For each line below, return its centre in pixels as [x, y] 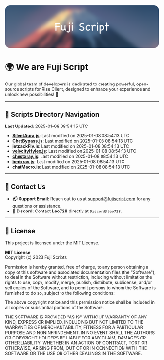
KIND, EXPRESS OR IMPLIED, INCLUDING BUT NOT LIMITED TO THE [74, 322]
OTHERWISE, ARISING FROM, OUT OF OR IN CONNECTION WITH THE [76, 348]
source [12, 89]
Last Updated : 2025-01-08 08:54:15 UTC [47, 126]
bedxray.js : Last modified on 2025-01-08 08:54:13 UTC [68, 162]
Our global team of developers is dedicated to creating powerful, [70, 84]
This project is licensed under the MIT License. [52, 243]
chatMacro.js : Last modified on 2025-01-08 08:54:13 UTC [71, 167]
